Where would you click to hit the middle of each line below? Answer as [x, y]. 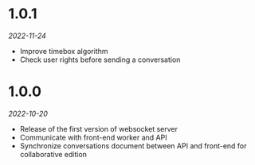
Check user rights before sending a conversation [100, 59]
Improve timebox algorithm [64, 51]
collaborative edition [53, 154]
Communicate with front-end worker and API [93, 137]
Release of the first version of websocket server [98, 129]
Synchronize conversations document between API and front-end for [133, 146]
